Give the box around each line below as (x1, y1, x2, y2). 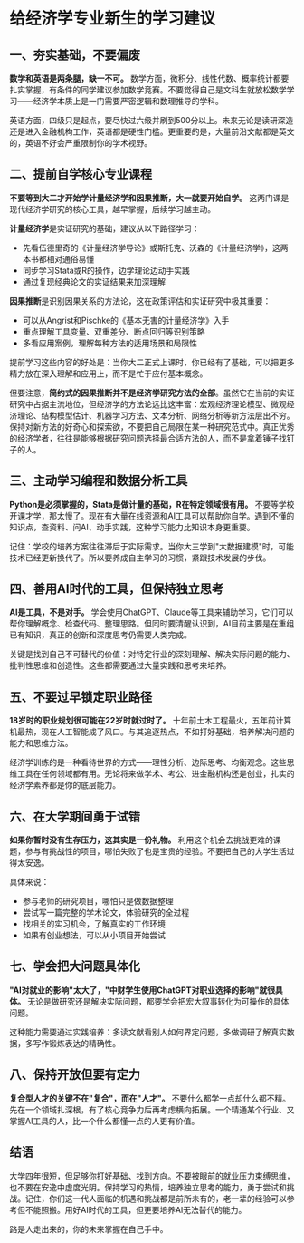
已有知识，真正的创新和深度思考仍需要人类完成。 (9, 629, 192, 640)
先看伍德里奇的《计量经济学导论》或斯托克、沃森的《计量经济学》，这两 (22, 242, 289, 253)
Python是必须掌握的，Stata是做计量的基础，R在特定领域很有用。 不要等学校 (9, 499, 295, 510)
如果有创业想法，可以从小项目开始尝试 (22, 930, 166, 941)
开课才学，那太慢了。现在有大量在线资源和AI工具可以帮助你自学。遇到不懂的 (9, 510, 295, 521)
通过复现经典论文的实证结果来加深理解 (22, 276, 166, 286)
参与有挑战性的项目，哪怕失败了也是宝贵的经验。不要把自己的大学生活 (24, 846, 287, 857)
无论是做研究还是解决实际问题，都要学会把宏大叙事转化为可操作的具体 (26, 995, 290, 1006)
